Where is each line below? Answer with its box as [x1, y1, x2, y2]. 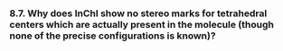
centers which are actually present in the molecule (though [9, 18, 274, 30]
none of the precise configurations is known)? [9, 30, 216, 42]
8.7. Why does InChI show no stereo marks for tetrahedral [9, 7, 268, 20]
